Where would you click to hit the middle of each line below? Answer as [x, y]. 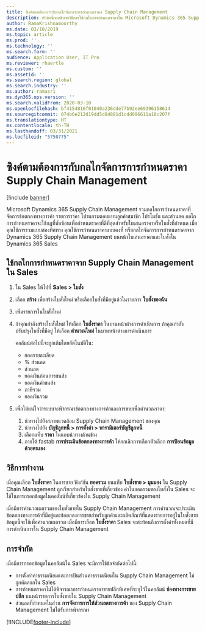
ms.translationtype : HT [37, 120]
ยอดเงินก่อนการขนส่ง [45, 376]
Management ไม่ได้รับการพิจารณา [52, 610]
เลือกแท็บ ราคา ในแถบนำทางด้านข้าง [61, 434]
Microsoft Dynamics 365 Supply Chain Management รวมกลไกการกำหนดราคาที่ [99, 209]
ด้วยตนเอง [35, 448]
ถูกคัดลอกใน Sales [35, 582]
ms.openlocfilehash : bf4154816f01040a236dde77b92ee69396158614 [88, 108]
